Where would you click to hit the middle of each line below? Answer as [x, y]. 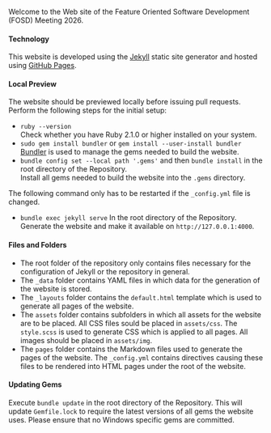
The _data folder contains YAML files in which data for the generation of [140, 280]
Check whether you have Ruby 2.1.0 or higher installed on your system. [138, 135]
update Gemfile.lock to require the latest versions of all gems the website [131, 411]
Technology [29, 39]
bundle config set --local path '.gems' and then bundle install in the [141, 160]
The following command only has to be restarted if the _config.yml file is [129, 193]
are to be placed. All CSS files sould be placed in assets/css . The [129, 323]
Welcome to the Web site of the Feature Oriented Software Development [129, 12]
